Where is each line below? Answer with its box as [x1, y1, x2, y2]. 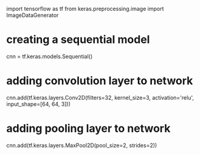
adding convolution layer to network [6, 74, 193, 88]
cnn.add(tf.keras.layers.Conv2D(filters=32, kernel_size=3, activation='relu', [6, 94, 195, 101]
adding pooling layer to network [6, 122, 171, 136]
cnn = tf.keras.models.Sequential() [6, 53, 93, 60]
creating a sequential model [6, 33, 150, 47]
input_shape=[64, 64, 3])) [6, 100, 71, 108]
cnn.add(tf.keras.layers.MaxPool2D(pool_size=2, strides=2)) [6, 142, 157, 149]
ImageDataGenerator [6, 12, 59, 19]
